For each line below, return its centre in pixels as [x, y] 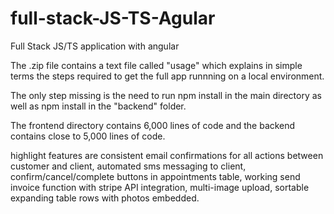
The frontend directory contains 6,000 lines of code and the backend [153, 125]
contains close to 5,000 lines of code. [88, 136]
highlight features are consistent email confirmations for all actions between [167, 155]
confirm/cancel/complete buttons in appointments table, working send [155, 176]
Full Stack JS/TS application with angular [95, 46]
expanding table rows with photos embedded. [105, 198]
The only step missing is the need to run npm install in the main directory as [166, 95]
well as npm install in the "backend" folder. [98, 106]
